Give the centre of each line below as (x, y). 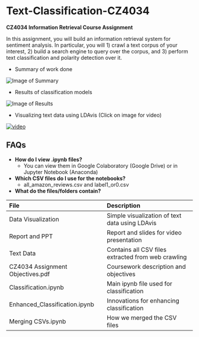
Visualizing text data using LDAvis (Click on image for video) (88, 115)
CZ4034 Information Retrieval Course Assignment (70, 27)
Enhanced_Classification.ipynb (52, 304)
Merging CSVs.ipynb (38, 321)
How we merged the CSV (142, 317)
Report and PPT (31, 236)
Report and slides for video (144, 232)
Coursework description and (146, 267)
